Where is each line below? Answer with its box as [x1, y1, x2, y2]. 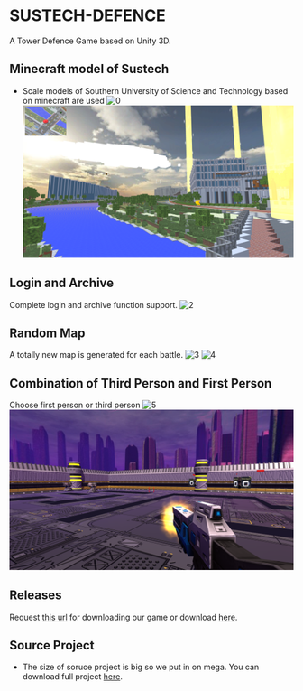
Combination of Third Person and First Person [9, 376, 272, 391]
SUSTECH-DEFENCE [9, 5, 167, 26]
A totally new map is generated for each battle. [9, 350, 184, 360]
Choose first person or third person [9, 399, 141, 411]
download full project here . [22, 671, 124, 682]
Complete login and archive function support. [9, 299, 179, 310]
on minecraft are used [22, 95, 106, 106]
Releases [9, 588, 62, 603]
